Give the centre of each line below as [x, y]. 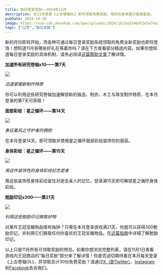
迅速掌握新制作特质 [24, 84]
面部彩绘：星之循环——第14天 [35, 111]
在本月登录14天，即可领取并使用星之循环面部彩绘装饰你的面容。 [69, 141]
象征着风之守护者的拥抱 [28, 130]
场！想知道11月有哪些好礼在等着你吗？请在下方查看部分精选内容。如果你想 [79, 48]
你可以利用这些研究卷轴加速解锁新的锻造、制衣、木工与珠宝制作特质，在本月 [81, 94]
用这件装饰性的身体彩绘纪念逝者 [37, 170]
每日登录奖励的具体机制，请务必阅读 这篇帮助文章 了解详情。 [69, 55]
